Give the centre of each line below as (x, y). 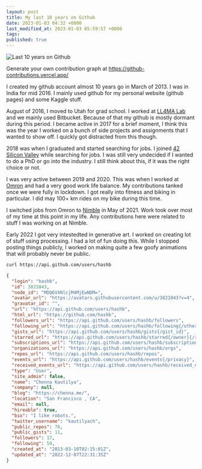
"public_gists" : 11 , (37, 432)
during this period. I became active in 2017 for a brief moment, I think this (97, 124)
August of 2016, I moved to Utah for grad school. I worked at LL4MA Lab (96, 111)
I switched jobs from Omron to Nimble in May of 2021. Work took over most (99, 210)
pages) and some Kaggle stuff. (44, 99)
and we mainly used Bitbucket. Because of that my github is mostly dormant (100, 117)
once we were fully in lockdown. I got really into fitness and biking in (91, 192)
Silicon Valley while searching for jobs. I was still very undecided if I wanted (100, 155)
